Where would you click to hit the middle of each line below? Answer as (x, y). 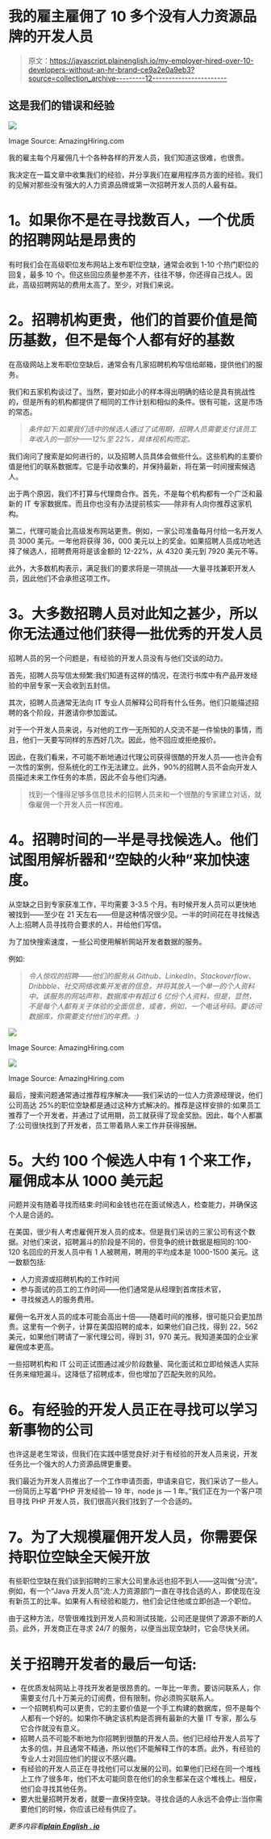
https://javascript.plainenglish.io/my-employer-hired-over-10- (152, 61)
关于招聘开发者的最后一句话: (103, 1664)
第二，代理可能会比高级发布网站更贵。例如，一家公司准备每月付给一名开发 (132, 530)
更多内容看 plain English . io (54, 1826)
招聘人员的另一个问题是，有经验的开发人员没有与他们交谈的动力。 (118, 658)
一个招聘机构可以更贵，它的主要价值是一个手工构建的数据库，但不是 (133, 1708)
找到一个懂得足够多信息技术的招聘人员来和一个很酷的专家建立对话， (141, 794)
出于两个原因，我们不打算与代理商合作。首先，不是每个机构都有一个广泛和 (132, 493)
